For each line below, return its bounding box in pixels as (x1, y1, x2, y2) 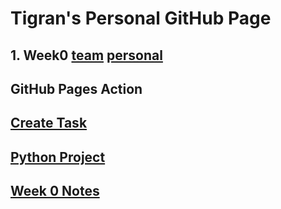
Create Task (10, 115, 88, 132)
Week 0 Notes (10, 183, 100, 200)
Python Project (10, 148, 106, 166)
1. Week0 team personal (10, 47, 163, 64)
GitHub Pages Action (10, 80, 143, 97)
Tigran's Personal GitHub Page (10, 7, 272, 30)
